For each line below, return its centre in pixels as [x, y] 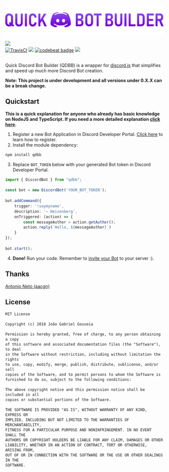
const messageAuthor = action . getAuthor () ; [69, 222]
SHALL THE [16, 435]
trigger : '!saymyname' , [39, 206]
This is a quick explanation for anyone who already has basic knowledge [82, 114]
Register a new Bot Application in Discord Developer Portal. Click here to [88, 134]
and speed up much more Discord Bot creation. [54, 71]
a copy [12, 340]
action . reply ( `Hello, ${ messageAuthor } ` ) [67, 227]
